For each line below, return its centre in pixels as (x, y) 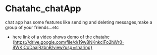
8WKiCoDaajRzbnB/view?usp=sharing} (52, 47)
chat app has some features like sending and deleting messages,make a (79, 22)
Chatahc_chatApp (43, 9)
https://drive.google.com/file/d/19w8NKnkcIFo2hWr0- (69, 42)
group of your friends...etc (32, 27)
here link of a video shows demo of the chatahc (61, 37)
